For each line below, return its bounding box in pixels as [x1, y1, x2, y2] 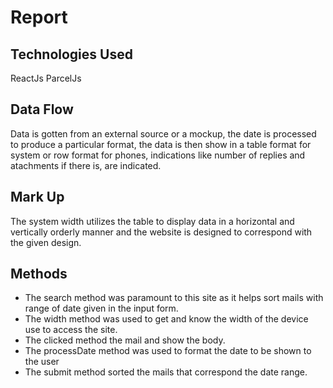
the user [24, 356, 60, 368]
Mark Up [10, 189, 65, 206]
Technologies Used [10, 46, 133, 63]
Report [10, 6, 68, 29]
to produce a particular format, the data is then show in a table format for [10, 138, 312, 150]
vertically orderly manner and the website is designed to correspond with [10, 226, 313, 238]
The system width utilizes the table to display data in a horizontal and [10, 215, 295, 227]
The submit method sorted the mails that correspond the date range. [24, 366, 308, 378]
